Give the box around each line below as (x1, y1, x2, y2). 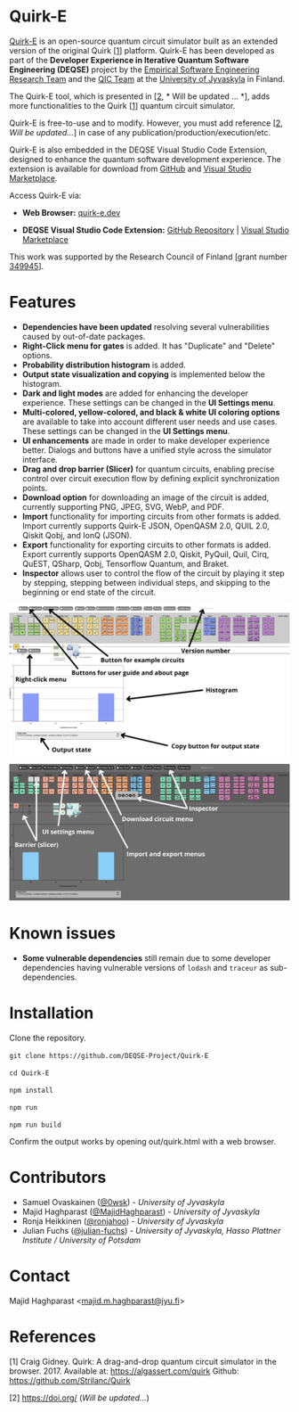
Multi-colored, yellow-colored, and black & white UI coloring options (21, 406, 280, 417)
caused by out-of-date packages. (21, 331, 146, 341)
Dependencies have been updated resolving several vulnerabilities (21, 321, 270, 332)
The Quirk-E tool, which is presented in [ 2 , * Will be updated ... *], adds (9, 91, 271, 102)
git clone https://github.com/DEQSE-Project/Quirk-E (9, 1052, 209, 1061)
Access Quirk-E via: (9, 190, 82, 201)
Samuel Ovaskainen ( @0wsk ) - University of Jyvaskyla (21, 1197, 225, 1208)
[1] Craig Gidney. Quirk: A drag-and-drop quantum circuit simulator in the (9, 1356, 278, 1367)
